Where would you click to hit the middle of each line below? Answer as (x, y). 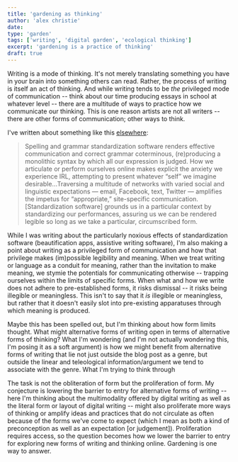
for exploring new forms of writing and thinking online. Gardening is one (112, 443)
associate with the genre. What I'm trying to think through (91, 369)
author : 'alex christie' (44, 21)
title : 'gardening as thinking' (55, 14)
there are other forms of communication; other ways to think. (96, 118)
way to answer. (29, 451)
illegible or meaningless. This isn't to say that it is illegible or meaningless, (115, 295)
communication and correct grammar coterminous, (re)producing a (123, 154)
